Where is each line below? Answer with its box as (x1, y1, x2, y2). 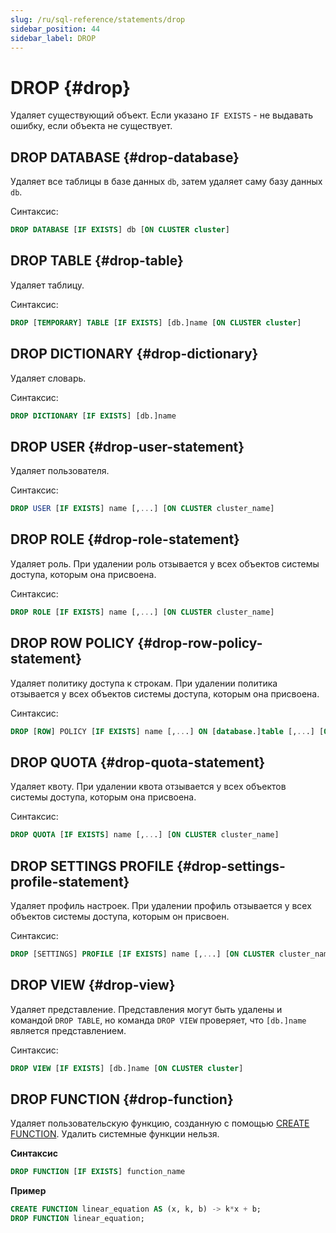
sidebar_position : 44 (10, 24, 101, 34)
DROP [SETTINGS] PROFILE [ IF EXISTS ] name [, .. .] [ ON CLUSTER (10, 949, 275, 959)
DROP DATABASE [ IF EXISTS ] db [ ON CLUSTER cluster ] (10, 225, 230, 235)
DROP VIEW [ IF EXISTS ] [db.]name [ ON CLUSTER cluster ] (10, 1063, 244, 1073)
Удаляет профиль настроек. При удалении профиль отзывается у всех (10, 899, 312, 911)
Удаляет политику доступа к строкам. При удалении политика (10, 677, 278, 689)
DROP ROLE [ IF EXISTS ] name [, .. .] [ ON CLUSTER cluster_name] (10, 607, 275, 617)
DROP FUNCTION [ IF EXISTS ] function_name (10, 1167, 186, 1177)
